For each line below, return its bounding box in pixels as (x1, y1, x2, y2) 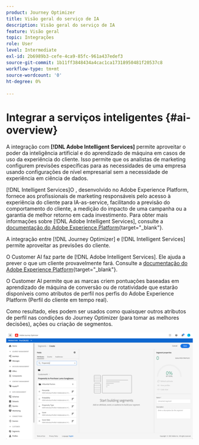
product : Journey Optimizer (6, 9, 76, 15)
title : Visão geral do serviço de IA (6, 15, 99, 22)
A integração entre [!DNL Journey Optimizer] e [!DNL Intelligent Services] (6, 236, 185, 243)
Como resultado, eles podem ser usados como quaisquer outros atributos (6, 308, 187, 315)
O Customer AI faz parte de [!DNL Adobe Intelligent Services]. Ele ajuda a (6, 253, 185, 260)
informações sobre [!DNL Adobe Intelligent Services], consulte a (6, 218, 163, 225)
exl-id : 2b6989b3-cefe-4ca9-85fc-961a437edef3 (6, 53, 123, 59)
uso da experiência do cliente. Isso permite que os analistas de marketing (6, 156, 186, 163)
